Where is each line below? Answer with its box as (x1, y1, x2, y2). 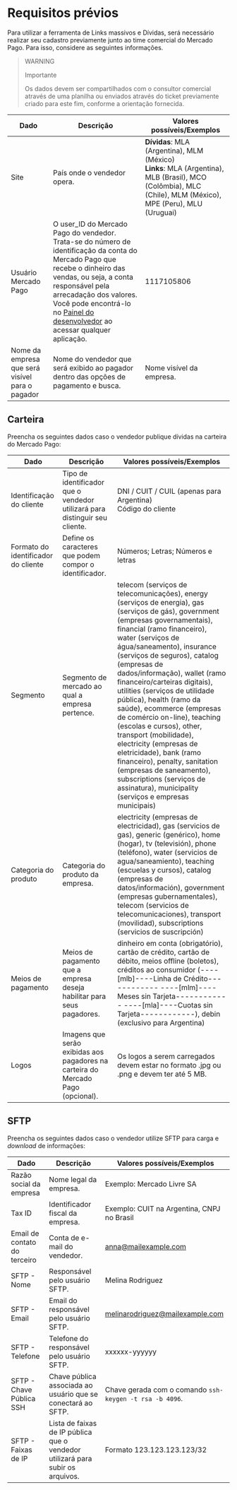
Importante (24, 71, 57, 79)
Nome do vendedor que (52, 354, 132, 364)
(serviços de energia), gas (117, 597, 205, 607)
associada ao (49, 1380, 93, 1390)
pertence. (62, 708, 95, 718)
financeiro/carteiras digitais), (117, 677, 213, 687)
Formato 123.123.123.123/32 (104, 1445, 207, 1455)
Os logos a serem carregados (117, 1051, 215, 1061)
